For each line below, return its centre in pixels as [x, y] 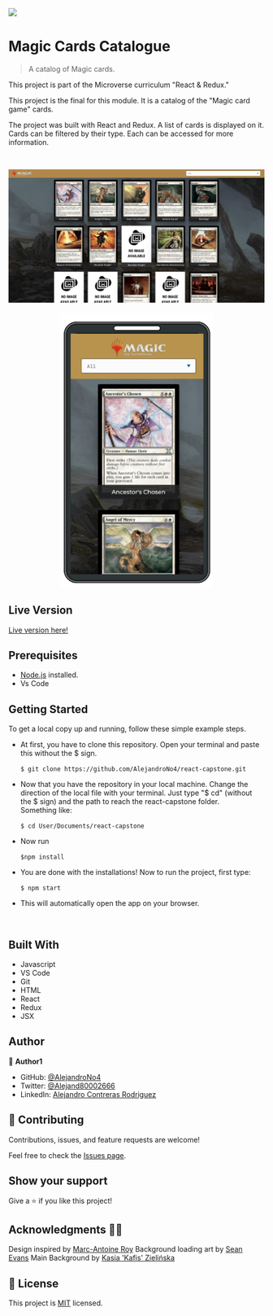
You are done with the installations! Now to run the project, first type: [135, 872]
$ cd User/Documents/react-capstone [82, 826]
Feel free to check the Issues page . [67, 1155]
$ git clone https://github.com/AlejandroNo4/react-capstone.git [133, 769]
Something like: [46, 811]
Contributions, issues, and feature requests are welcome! [104, 1139]
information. [29, 142]
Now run [35, 842]
